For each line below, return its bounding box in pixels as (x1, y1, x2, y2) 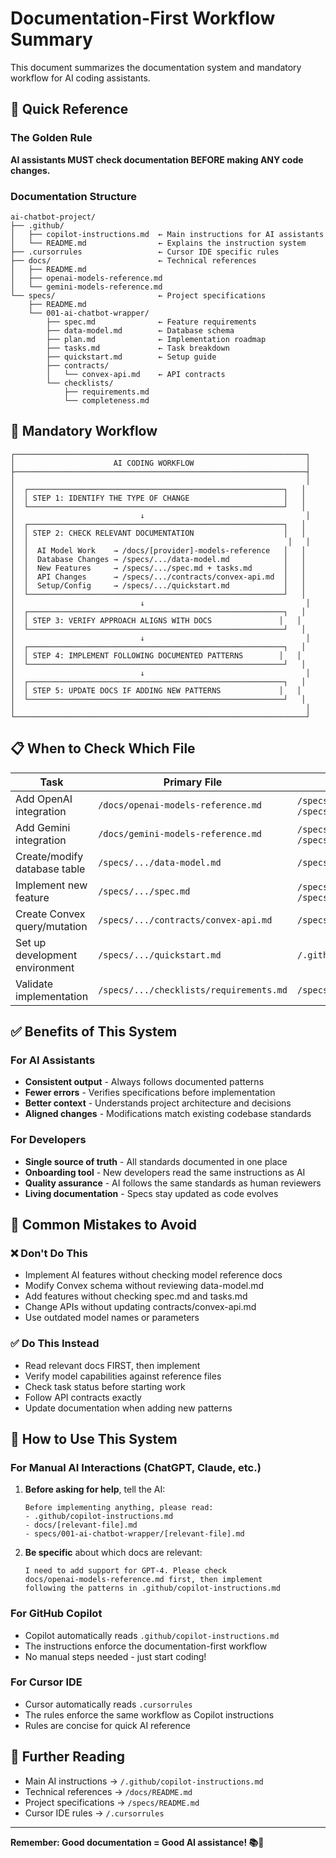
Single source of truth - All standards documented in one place (24, 1155, 288, 1167)
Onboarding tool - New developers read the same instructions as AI (24, 1166, 306, 1178)
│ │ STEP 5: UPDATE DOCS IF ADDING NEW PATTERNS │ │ (10, 685, 302, 696)
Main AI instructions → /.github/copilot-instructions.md (24, 1775, 264, 1787)
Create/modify (15, 849, 84, 863)
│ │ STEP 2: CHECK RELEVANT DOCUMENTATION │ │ (10, 528, 307, 538)
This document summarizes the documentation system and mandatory (10, 61, 302, 73)
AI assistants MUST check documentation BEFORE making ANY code (10, 153, 304, 166)
